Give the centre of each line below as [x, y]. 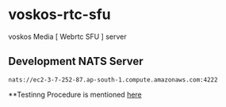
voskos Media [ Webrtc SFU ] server [67, 36]
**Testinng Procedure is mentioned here [75, 94]
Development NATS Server [76, 61]
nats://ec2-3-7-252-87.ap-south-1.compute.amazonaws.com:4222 [113, 80]
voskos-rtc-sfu [59, 15]
